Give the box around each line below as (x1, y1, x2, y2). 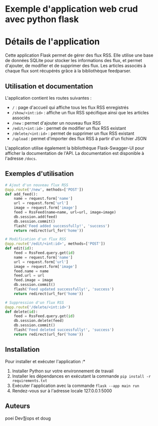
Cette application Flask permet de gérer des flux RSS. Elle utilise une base (5, 52, 154, 58)
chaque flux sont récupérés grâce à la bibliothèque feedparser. (5, 68, 131, 74)
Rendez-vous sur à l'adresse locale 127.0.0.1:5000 (12, 387, 112, 394)
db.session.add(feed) (14, 214, 57, 219)
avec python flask (5, 14, 79, 25)
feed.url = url (14, 273, 45, 278)
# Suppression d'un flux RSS (5, 300, 64, 305)
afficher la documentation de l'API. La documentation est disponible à (5, 150, 144, 156)
